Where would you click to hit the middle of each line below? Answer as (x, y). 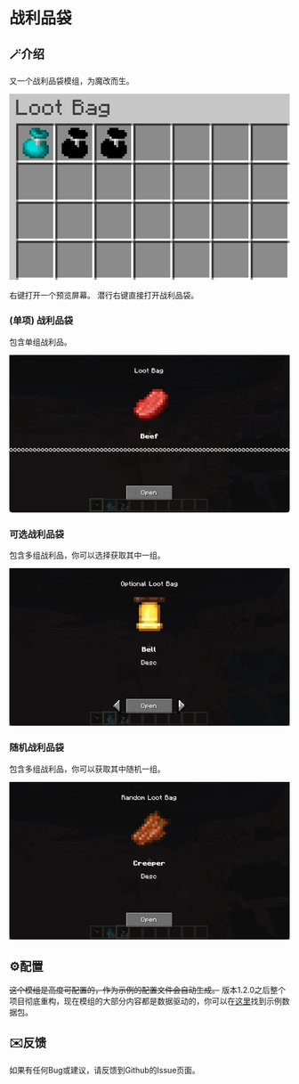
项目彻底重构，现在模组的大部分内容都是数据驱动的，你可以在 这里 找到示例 (145, 1001)
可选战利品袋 (37, 534)
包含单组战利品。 (40, 342)
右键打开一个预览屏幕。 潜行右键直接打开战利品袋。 (104, 296)
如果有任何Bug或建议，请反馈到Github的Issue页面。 (105, 1070)
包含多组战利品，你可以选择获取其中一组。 (87, 555)
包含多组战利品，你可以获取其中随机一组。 (87, 769)
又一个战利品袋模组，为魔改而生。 (72, 81)
